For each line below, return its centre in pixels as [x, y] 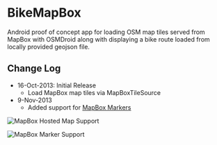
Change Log [34, 68]
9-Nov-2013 [34, 100]
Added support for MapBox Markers [79, 107]
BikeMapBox [44, 13]
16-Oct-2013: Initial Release [56, 85]
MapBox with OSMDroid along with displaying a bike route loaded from [108, 39]
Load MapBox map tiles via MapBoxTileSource [94, 92]
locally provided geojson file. [49, 46]
